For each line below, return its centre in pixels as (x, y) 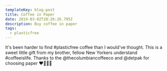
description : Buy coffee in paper (41, 24)
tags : (11, 28)
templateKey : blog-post (30, 10)
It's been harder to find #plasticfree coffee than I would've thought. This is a (84, 47)
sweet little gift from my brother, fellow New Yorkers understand (71, 52)
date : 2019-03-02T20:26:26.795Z (39, 19)
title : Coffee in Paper (30, 14)
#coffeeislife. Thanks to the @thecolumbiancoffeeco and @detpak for (77, 58)
